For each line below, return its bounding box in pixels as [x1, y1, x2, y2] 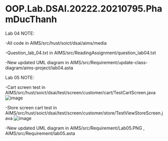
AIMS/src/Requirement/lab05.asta [5, 130, 75, 136]
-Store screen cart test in [5, 104, 57, 110]
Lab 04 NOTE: [5, 30, 35, 36]
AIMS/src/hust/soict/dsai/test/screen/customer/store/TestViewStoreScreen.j [5, 110, 163, 116]
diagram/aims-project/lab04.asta [5, 65, 74, 71]
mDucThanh [5, 14, 57, 25]
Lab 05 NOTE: [5, 74, 34, 80]
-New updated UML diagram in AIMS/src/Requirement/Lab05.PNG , [5, 125, 145, 131]
